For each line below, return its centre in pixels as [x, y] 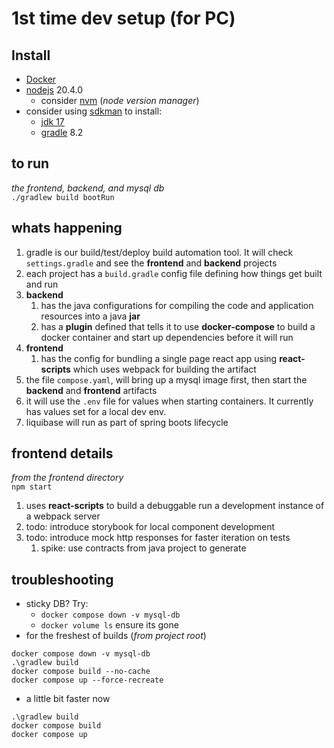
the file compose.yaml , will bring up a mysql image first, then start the [166, 379]
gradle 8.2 [62, 132]
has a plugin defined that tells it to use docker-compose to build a [178, 326]
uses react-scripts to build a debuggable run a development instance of [175, 506]
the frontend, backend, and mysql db [88, 188]
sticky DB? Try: [57, 604]
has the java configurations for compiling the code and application [177, 305]
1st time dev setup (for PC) [123, 18]
